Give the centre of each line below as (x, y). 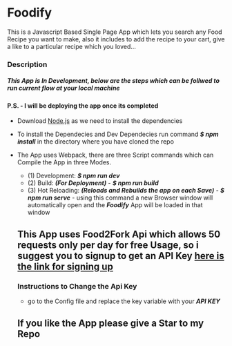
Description (27, 64)
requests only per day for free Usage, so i (108, 245)
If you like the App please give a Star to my (110, 323)
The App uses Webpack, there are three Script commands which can (115, 155)
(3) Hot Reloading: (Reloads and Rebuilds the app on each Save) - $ (126, 191)
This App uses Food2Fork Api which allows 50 (119, 234)
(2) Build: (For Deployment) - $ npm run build (93, 183)
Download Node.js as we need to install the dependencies (100, 121)
